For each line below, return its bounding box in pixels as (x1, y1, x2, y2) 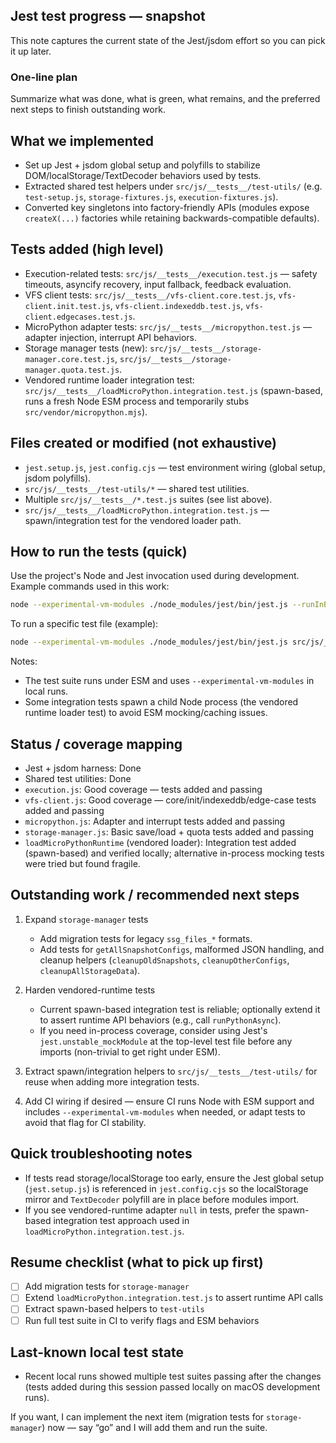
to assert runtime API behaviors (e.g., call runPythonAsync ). (39, 1014, 282, 1026)
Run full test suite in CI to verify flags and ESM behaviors (24, 1314, 260, 1326)
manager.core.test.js (24, 354, 115, 364)
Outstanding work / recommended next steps (10, 887, 300, 904)
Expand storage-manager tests (24, 913, 149, 925)
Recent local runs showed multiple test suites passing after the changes (24, 1370, 322, 1383)
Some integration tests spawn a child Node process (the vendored (24, 696, 299, 708)
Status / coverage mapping (10, 735, 183, 753)
